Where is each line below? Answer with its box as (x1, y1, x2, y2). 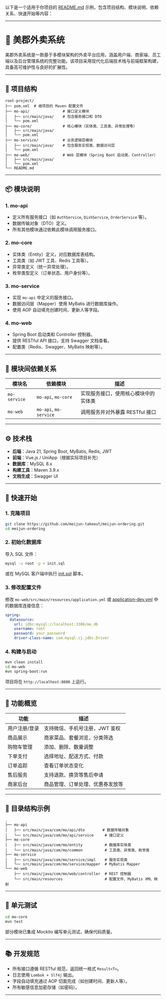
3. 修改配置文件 (5, 584, 42, 591)
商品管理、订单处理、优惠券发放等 (43, 781, 124, 787)
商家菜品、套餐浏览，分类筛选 (43, 734, 114, 741)
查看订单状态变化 (43, 762, 84, 769)
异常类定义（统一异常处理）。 (12, 264, 71, 270)
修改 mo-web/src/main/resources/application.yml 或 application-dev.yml (5, 596, 153, 602)
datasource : (9, 617, 35, 622)
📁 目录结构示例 (5, 804, 50, 813)
